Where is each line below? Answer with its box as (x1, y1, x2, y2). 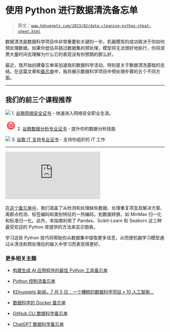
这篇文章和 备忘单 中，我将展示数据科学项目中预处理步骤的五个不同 (18, 68, 156, 74)
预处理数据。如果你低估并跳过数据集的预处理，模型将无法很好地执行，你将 (5, 45, 160, 51)
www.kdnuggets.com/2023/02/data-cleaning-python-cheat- (31, 23, 152, 28)
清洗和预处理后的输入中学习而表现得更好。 (14, 241, 103, 247)
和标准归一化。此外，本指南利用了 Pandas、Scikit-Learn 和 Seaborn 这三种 (5, 217, 162, 224)
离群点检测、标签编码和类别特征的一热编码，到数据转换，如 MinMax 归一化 (5, 211, 162, 217)
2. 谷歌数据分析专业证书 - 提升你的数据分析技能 (17, 125, 116, 132)
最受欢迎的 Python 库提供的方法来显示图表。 (5, 224, 98, 230)
